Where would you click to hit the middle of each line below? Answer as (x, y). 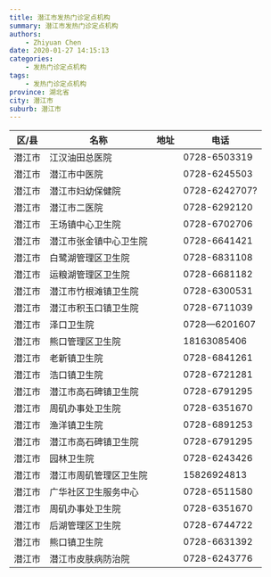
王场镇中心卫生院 (86, 225)
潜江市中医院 (77, 175)
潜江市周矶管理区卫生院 (99, 475)
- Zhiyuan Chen (53, 42)
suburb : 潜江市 (35, 109)
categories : (31, 59)
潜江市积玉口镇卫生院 (94, 309)
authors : (25, 34)
